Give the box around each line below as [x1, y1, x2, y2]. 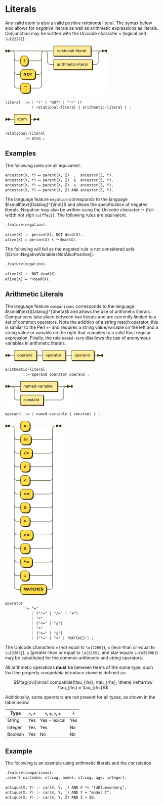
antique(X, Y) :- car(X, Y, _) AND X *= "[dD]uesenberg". [5, 785, 127, 790]
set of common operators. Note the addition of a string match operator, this [5, 319, 159, 325]
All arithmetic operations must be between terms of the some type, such [5, 664, 153, 670]
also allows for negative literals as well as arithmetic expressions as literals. [5, 25, 159, 31]
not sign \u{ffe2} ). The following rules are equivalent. [17, 212, 127, 218]
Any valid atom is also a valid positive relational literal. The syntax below [5, 20, 152, 26]
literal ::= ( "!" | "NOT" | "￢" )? [5, 100, 82, 105]
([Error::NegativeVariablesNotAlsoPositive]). [5, 251, 95, 257]
